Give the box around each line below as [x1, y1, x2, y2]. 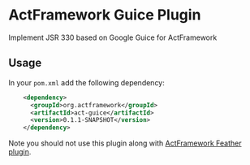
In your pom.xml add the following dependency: [8, 77, 165, 87]
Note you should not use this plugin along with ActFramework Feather [8, 138, 242, 148]
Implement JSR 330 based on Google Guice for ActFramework [8, 33, 218, 42]
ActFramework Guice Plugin [8, 6, 201, 24]
